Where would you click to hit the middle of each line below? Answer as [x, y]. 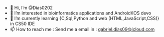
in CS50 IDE [22, 23]
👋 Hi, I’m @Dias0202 [31, 8]
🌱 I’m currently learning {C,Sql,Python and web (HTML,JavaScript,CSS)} [85, 18]
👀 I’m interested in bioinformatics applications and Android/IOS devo [80, 13]
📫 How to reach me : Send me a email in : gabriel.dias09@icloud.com [82, 29]
